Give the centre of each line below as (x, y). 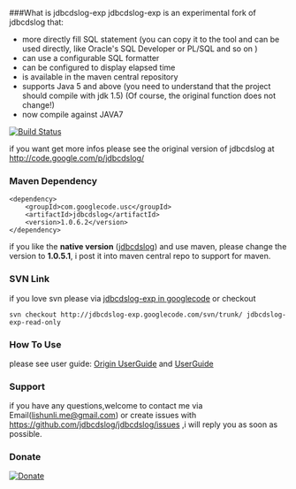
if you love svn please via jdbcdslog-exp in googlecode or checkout (133, 298)
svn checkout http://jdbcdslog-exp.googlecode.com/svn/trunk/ (126, 314)
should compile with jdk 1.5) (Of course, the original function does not (149, 96)
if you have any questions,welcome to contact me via (106, 406)
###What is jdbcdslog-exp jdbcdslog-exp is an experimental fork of (133, 13)
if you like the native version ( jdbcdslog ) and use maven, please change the (148, 247)
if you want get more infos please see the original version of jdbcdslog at (142, 149)
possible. (26, 434)
